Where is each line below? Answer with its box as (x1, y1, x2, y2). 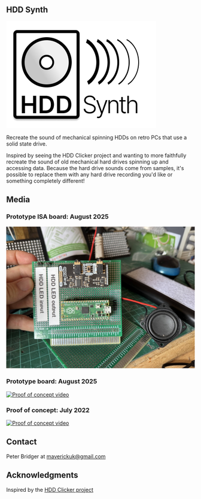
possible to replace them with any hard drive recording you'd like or (6, 171, 173, 178)
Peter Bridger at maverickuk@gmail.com (6, 452, 106, 460)
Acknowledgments (6, 470, 79, 480)
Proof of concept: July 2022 (6, 406, 90, 414)
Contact (6, 437, 37, 447)
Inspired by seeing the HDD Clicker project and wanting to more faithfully (6, 152, 187, 159)
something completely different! (6, 177, 85, 185)
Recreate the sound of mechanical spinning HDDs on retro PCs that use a (6, 134, 187, 141)
